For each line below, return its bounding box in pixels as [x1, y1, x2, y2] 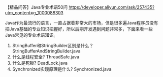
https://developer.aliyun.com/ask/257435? [68, 4, 155, 10]
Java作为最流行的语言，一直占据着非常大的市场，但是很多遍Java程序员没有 [5, 20, 159, 26]
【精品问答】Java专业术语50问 [5, 4, 68, 10]
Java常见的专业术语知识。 [5, 32, 58, 38]
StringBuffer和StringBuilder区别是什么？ [12, 43, 94, 48]
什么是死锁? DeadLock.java [12, 60, 68, 66]
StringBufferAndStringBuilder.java [12, 48, 81, 54]
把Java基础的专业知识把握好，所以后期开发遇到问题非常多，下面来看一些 [5, 26, 153, 32]
